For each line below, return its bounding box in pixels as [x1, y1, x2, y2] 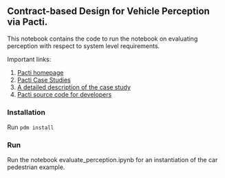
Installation [7, 107, 46, 117]
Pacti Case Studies [17, 76, 71, 84]
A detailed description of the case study [17, 82, 131, 91]
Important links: [7, 55, 52, 63]
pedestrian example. [7, 163, 65, 171]
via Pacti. [7, 16, 48, 28]
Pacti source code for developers [17, 90, 112, 98]
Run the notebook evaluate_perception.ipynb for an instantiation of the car [7, 156, 218, 164]
